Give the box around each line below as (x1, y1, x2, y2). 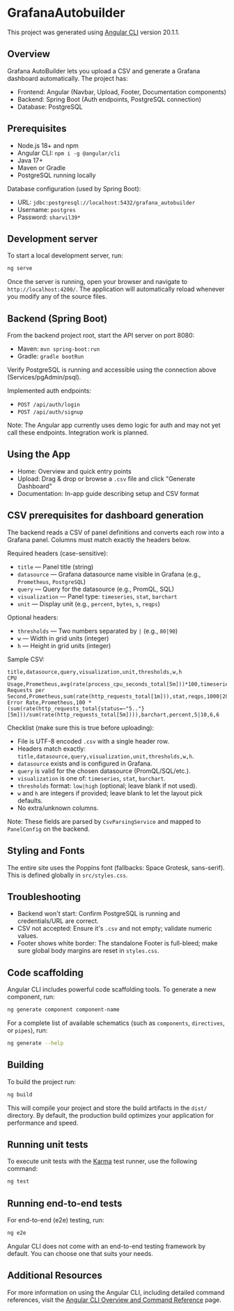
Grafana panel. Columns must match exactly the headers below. (7, 535, 191, 544)
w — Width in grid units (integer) (17, 634, 109, 643)
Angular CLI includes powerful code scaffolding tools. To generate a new (7, 985, 217, 994)
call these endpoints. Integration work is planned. (7, 428, 149, 437)
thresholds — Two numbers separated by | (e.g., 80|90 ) (17, 627, 178, 635)
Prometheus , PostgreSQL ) (17, 577, 86, 585)
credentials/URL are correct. (17, 917, 99, 925)
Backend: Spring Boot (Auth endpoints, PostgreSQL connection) (17, 95, 202, 103)
